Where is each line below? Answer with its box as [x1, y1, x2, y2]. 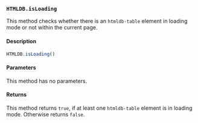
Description [6, 37, 37, 44]
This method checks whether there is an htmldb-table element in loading [6, 17, 188, 25]
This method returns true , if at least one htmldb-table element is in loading [6, 104, 193, 112]
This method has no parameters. [6, 77, 88, 85]
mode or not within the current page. [6, 24, 98, 31]
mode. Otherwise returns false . [6, 110, 85, 118]
